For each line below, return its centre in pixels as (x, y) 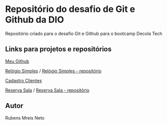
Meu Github (17, 61)
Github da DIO (35, 20)
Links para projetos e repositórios (59, 49)
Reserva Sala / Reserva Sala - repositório (47, 90)
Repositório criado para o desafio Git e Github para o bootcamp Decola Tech (84, 33)
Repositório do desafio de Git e (70, 9)
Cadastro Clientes (24, 80)
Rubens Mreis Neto (25, 118)
